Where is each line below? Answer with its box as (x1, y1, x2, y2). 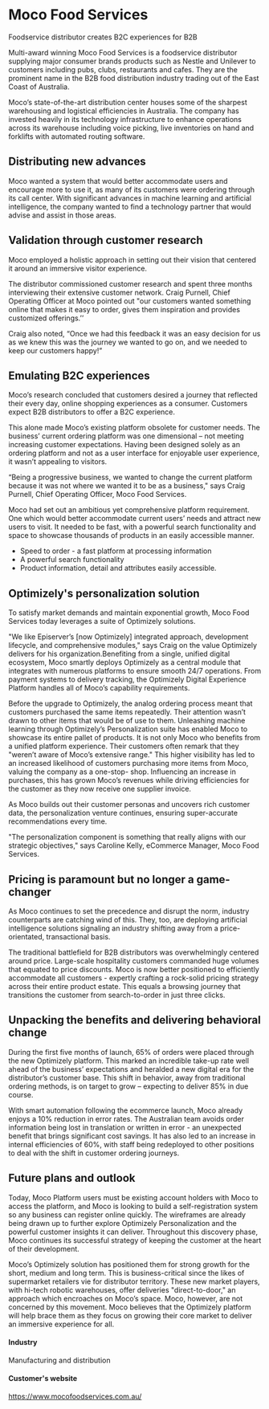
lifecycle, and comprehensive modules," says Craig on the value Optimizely (8, 641, 258, 650)
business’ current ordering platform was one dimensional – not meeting (8, 431, 245, 441)
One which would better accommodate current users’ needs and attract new (8, 514, 261, 523)
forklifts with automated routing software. (8, 131, 145, 141)
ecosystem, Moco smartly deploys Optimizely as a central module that (8, 658, 241, 667)
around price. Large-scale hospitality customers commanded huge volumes (8, 956, 259, 965)
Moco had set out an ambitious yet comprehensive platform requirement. (8, 505, 251, 515)
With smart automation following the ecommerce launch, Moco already (8, 1106, 243, 1115)
